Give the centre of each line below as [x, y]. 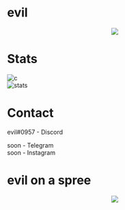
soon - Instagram [31, 152]
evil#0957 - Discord [35, 132]
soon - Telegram [30, 145]
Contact [30, 113]
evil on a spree [49, 180]
